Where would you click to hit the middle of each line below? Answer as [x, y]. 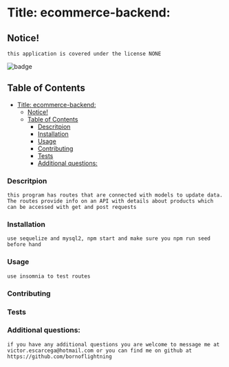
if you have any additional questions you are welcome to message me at [113, 344]
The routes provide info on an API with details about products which [110, 201]
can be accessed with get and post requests [72, 208]
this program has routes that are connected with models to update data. [115, 195]
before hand [24, 245]
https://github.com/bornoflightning [59, 356]
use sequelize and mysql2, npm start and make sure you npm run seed [109, 238]
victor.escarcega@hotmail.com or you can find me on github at [100, 351]
